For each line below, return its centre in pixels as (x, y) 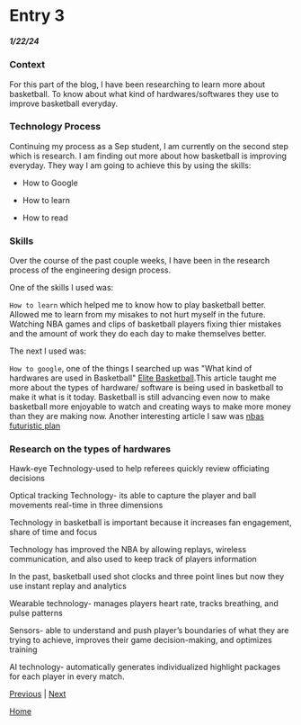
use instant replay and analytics (68, 586)
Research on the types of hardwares (90, 449)
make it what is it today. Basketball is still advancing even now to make (140, 398)
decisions (27, 479)
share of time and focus (53, 533)
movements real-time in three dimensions (86, 506)
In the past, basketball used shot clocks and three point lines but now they (147, 577)
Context (27, 65)
